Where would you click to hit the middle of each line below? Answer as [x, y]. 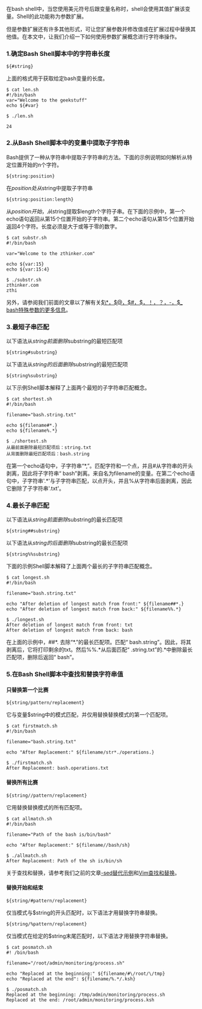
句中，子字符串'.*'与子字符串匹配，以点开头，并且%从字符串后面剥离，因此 [99, 480]
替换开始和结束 [25, 888]
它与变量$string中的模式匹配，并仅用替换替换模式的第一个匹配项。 [89, 715]
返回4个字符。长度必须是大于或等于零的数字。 [63, 226]
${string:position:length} [40, 199]
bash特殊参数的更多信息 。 [39, 310]
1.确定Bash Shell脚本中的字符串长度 [58, 54]
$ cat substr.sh [26, 238]
